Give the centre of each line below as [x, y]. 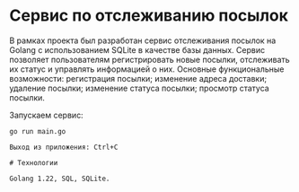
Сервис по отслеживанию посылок [149, 16]
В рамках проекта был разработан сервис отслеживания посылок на [143, 40]
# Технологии [34, 162]
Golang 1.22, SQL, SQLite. [60, 179]
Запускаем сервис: [46, 115]
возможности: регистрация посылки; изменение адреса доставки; [138, 78]
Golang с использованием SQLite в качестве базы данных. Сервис [137, 49]
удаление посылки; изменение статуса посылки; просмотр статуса [139, 88]
